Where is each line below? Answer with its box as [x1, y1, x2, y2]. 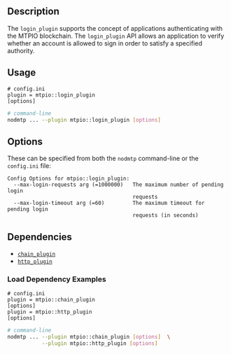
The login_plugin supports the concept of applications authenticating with [7, 24, 223, 32]
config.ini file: [7, 162, 51, 170]
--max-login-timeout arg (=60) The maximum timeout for [13, 199, 205, 207]
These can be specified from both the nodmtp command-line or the [7, 154, 199, 163]
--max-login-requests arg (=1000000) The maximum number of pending [13, 181, 224, 188]
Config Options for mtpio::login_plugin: [7, 175, 130, 183]
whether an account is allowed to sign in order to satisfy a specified [7, 38, 203, 48]
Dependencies [7, 231, 72, 243]
